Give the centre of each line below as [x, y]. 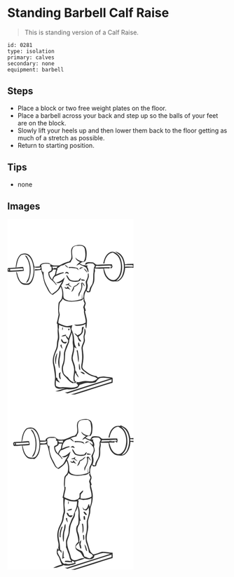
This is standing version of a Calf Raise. [81, 32]
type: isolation [31, 51]
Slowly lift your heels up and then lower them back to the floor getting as [122, 130]
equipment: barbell [36, 69]
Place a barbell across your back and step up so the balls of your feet [118, 115]
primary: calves [31, 57]
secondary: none [31, 63]
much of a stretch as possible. [61, 137]
